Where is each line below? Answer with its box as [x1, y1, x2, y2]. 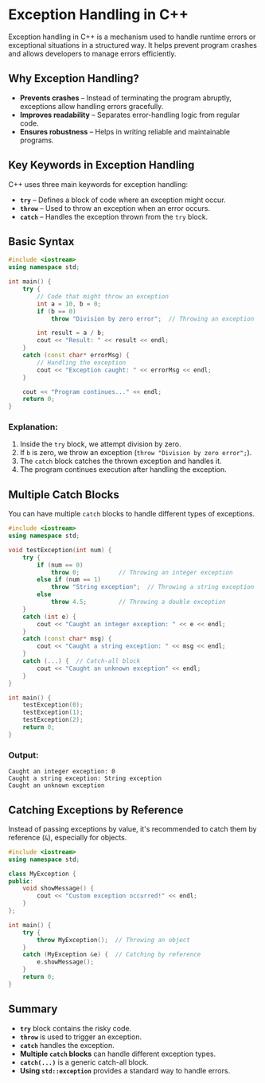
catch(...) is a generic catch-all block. [19, 1057, 149, 1067]
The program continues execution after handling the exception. [19, 465, 227, 474]
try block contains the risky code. [19, 1023, 132, 1033]
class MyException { [8, 870, 77, 878]
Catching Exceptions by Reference [8, 803, 184, 816]
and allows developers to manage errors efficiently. [8, 49, 177, 58]
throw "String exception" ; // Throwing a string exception [50, 583, 255, 591]
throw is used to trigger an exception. [19, 1032, 142, 1042]
